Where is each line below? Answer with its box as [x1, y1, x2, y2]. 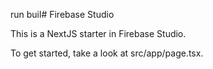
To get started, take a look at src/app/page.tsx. [10, 47, 204, 59]
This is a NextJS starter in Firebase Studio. [10, 28, 187, 39]
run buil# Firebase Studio [10, 9, 115, 20]
